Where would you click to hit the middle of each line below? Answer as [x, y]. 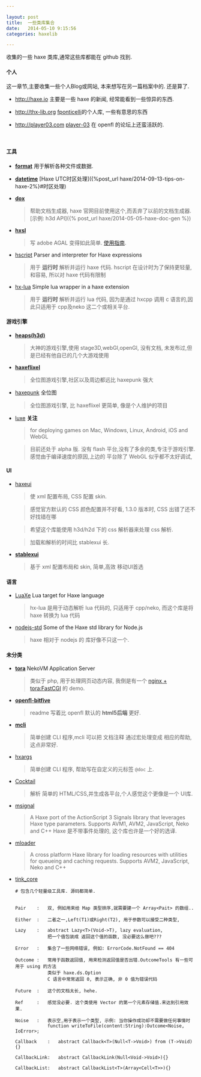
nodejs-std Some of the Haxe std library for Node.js [79, 627]
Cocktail [25, 781]
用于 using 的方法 [36, 967]
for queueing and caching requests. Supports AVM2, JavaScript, [109, 861]
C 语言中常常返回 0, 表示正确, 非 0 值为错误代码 [102, 979]
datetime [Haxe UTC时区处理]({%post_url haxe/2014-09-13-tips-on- [100, 179]
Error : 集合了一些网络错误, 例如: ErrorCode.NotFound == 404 [95, 949]
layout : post [22, 17]
